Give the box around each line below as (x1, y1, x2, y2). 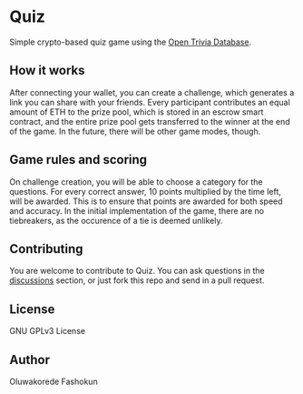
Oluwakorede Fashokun (9, 376, 98, 387)
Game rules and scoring (9, 152, 148, 167)
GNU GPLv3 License (9, 326, 86, 337)
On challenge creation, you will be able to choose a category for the (9, 176, 263, 187)
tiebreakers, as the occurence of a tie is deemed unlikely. (9, 215, 223, 226)
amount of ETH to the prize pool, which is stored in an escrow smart (9, 106, 264, 117)
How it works (9, 63, 85, 78)
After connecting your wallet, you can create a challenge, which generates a (9, 86, 295, 97)
